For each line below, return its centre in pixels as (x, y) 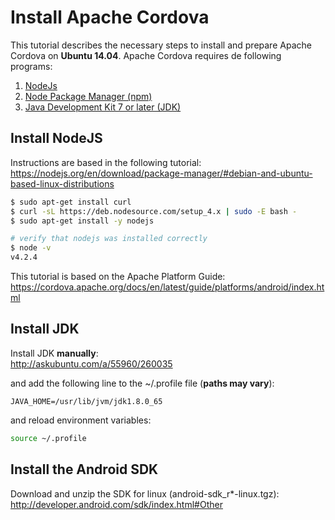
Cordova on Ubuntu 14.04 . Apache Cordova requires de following (146, 55)
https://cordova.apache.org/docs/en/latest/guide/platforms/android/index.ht (167, 287)
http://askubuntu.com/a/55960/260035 (91, 363)
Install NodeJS (56, 138)
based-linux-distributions (62, 183)
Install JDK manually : (54, 353)
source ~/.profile (48, 438)
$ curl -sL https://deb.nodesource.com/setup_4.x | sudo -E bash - (154, 211)
